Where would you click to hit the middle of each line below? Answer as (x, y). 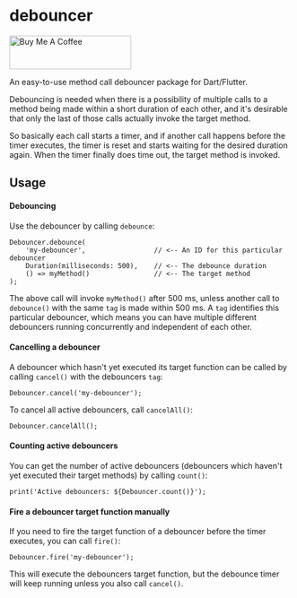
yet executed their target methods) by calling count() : (109, 475)
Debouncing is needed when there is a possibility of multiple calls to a (139, 99)
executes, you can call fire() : (65, 541)
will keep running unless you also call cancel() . (96, 584)
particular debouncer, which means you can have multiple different (133, 317)
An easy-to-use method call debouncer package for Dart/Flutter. (129, 82)
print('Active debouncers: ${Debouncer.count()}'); (108, 491)
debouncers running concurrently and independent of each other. (131, 326)
